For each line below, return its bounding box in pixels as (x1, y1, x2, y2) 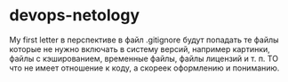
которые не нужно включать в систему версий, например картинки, (9, 43, 271, 54)
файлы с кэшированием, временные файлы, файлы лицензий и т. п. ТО (9, 53, 278, 63)
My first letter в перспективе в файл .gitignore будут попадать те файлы (9, 34, 279, 45)
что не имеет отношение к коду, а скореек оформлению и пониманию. (9, 63, 280, 73)
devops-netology (9, 5, 140, 26)
